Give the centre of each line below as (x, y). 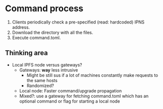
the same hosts (42, 80)
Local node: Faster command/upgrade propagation (71, 90)
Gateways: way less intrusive (49, 70)
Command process (44, 9)
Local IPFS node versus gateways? (47, 65)
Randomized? (40, 86)
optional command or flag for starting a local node (70, 101)
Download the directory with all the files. (53, 32)
